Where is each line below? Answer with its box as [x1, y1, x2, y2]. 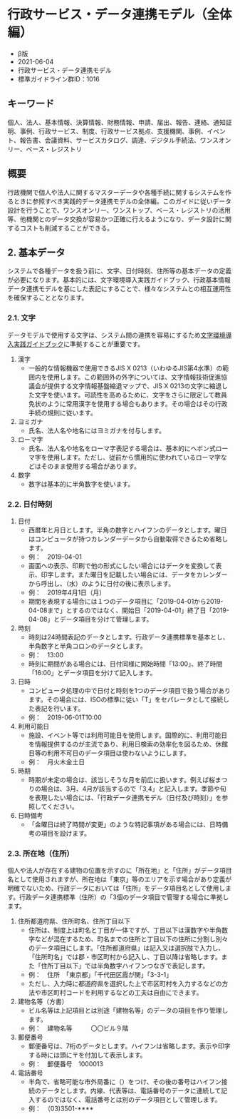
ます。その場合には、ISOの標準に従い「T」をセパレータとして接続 [28, 695, 224, 704]
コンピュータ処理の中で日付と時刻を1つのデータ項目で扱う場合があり [28, 686, 231, 694]
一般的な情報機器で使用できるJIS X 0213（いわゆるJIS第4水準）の [28, 363, 223, 372]
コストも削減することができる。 [19, 223, 114, 232]
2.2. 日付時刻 [7, 499, 53, 509]
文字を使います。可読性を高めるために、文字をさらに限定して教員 [34, 390, 228, 399]
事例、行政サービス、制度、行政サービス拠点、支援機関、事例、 [19, 126, 207, 136]
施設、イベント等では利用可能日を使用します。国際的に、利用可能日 [28, 731, 228, 739]
